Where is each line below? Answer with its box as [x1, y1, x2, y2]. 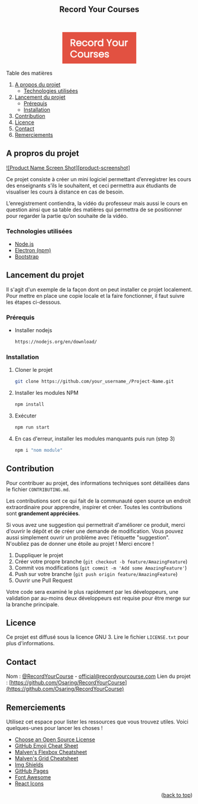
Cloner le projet [14, 366, 53, 374]
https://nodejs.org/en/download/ [14, 339, 98, 345]
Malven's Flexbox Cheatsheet [14, 748, 87, 756]
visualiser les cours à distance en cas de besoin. [6, 188, 125, 195]
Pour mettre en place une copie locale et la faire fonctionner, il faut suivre [6, 292, 185, 299]
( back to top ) [161, 792, 193, 799]
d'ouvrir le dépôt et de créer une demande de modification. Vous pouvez [6, 528, 184, 535]
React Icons [14, 780, 44, 787]
